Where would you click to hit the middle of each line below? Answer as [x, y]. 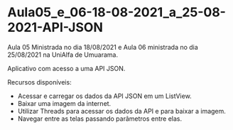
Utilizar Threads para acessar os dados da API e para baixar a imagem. [121, 111]
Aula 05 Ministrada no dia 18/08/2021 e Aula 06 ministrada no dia [103, 47]
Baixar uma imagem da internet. [64, 103]
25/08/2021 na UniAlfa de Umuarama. [63, 55]
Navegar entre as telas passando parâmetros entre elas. [100, 119]
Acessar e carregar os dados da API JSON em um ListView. [104, 96]
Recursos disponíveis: [40, 82]
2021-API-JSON [55, 27]
